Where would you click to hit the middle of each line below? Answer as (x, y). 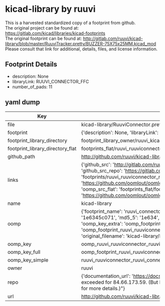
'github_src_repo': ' (103, 170)
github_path (21, 156)
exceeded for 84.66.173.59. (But (119, 282)
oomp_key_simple (28, 260)
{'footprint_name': (102, 211)
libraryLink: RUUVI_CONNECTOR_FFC (51, 81)
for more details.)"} (103, 288)
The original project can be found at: (42, 28)
